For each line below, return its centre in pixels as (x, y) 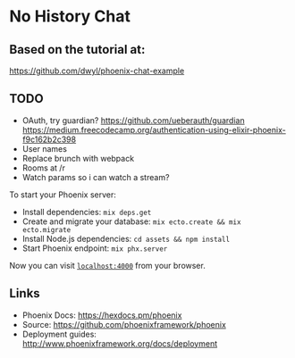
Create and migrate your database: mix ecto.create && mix (131, 221)
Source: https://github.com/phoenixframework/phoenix (124, 324)
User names (44, 148)
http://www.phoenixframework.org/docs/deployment (120, 343)
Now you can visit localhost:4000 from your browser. (107, 265)
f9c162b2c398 (49, 139)
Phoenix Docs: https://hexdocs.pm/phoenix (102, 315)
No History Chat (70, 17)
